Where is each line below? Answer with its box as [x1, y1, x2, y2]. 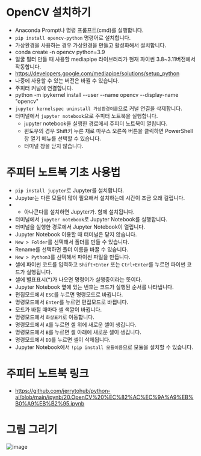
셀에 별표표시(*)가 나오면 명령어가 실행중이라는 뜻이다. [14, 276, 143, 283]
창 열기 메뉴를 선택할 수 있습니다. [23, 135, 101, 142]
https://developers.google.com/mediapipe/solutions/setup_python [14, 70, 180, 77]
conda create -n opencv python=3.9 [14, 48, 105, 55]
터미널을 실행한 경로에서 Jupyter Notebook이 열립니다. [14, 223, 146, 230]
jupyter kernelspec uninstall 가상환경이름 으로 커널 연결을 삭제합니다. [14, 105, 182, 112]
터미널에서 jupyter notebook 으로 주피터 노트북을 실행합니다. [14, 112, 158, 119]
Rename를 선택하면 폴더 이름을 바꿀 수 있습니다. [14, 245, 128, 253]
